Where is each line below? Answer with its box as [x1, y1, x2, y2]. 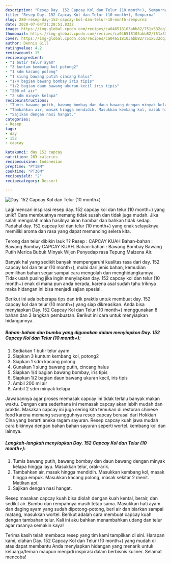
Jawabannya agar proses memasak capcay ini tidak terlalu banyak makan [5, 395, 160, 402]
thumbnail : [5, 31, 28, 36]
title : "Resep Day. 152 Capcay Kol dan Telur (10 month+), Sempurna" [5, 12, 156, 17]
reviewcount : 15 [5, 50, 40, 55]
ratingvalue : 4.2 [5, 45, 42, 51]
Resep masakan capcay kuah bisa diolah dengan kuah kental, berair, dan [5, 495, 158, 501]
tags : [5, 126, 17, 131]
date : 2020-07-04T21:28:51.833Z [5, 21, 74, 27]
